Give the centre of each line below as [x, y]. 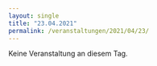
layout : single [34, 16]
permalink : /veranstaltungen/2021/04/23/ [79, 31]
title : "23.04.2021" [43, 23]
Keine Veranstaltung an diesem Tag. [68, 54]
